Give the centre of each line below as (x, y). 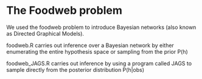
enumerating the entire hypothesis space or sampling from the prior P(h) (97, 51)
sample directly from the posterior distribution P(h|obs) (75, 69)
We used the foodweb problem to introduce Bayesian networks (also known (101, 27)
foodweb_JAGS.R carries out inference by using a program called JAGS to (99, 63)
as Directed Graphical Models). (45, 33)
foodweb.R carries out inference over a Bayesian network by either (90, 45)
